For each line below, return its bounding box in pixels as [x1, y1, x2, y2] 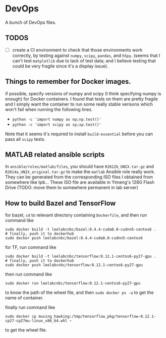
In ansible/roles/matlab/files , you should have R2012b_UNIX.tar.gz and [5, 164, 154, 169]
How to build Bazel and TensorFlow [5, 199, 116, 207]
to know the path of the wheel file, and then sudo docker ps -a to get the [5, 289, 154, 295]
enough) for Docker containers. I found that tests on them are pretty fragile [5, 96, 158, 102]
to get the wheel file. [5, 327, 47, 333]
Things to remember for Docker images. [5, 77, 131, 86]
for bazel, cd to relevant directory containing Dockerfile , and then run [5, 212, 147, 218]
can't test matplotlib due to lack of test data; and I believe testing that [12, 57, 156, 63]
